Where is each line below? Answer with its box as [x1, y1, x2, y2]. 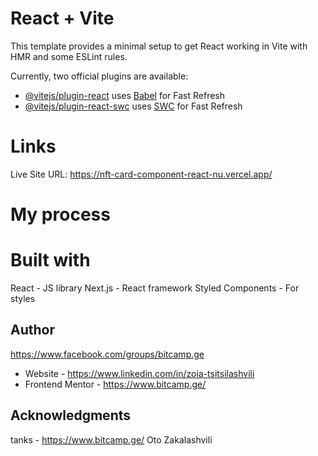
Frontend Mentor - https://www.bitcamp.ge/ [24, 378, 207, 390]
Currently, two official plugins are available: [10, 70, 189, 82]
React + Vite [10, 7, 115, 30]
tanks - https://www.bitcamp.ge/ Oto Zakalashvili [10, 433, 213, 446]
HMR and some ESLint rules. [10, 50, 128, 62]
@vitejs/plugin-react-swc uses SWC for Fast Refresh [24, 100, 243, 112]
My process [10, 203, 111, 226]
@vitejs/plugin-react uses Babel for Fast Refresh [24, 89, 226, 101]
